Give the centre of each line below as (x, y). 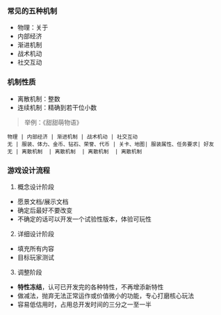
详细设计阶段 (35, 233)
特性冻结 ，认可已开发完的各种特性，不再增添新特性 (90, 286)
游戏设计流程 (29, 170)
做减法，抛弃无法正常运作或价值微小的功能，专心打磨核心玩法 (106, 295)
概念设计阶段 (35, 187)
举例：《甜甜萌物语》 (53, 122)
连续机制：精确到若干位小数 (57, 107)
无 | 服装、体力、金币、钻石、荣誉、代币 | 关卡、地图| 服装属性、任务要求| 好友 (110, 144)
